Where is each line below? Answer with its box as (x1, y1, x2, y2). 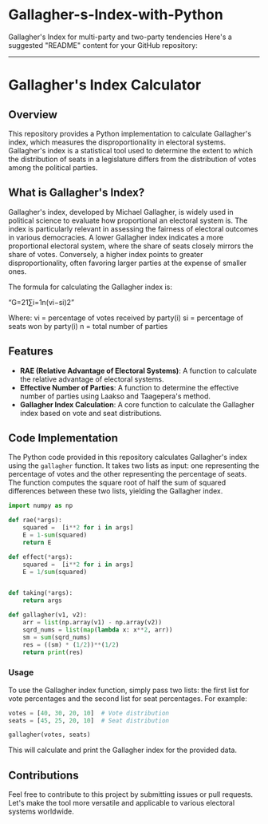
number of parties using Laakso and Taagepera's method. (19, 391, 211, 401)
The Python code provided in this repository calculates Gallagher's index (8, 453, 247, 462)
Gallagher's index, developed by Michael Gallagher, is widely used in (8, 207, 234, 216)
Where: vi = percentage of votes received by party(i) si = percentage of (8, 313, 243, 323)
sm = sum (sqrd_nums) (22, 633, 91, 641)
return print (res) (22, 648, 84, 656)
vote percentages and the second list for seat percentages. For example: (8, 693, 247, 703)
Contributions (8, 768, 79, 782)
